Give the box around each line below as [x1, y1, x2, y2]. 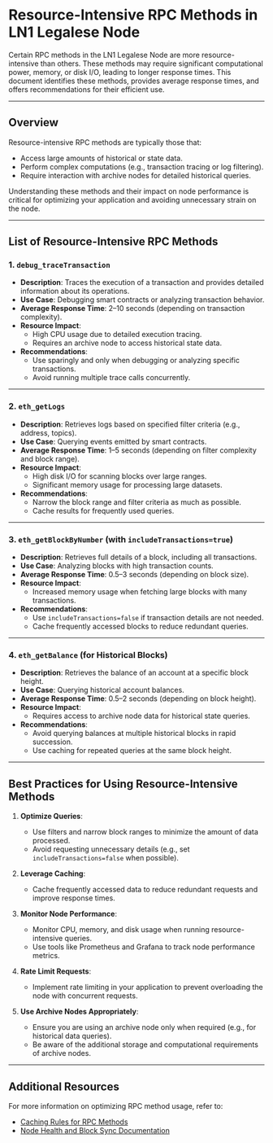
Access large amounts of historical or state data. [19, 153, 183, 163]
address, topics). [19, 427, 77, 437]
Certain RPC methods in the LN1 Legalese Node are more [8, 50, 201, 59]
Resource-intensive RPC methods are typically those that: [8, 137, 201, 147]
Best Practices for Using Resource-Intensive [8, 777, 238, 790]
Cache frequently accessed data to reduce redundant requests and [32, 885, 258, 895]
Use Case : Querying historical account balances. [19, 685, 184, 695]
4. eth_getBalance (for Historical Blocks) [8, 649, 168, 660]
